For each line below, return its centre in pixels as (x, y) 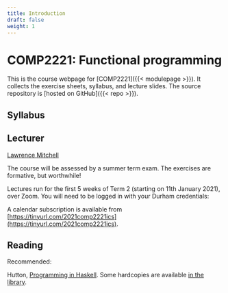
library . (17, 282)
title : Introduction (37, 13)
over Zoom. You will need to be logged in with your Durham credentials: (108, 196)
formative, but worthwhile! (44, 175)
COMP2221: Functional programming (115, 60)
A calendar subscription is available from (65, 209)
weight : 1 (21, 26)
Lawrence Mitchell (33, 155)
